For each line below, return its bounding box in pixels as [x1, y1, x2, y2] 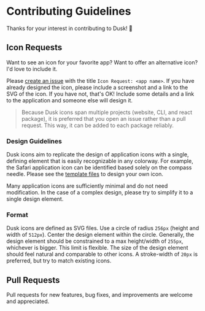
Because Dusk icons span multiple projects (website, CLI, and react [21, 109, 193, 116]
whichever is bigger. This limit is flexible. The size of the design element [6, 244, 188, 251]
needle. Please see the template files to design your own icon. [6, 171, 164, 178]
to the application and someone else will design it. [6, 96, 133, 104]
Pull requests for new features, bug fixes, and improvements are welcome [6, 291, 193, 299]
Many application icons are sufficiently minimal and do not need [6, 182, 168, 190]
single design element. [6, 195, 64, 203]
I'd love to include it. [6, 65, 58, 72]
